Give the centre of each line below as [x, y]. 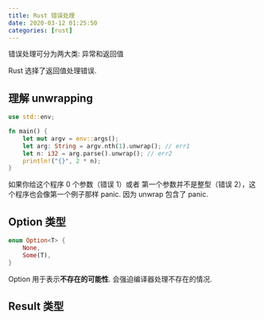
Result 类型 [36, 307]
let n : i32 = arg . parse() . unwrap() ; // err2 [97, 153]
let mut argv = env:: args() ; [71, 139]
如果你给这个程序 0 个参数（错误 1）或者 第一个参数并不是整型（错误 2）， [128, 184]
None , [32, 248]
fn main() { [28, 132]
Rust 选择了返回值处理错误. [52, 71]
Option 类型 [37, 222]
